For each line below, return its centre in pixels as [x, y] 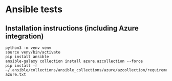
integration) [25, 36]
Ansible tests [34, 9]
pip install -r [21, 66]
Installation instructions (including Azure [72, 28]
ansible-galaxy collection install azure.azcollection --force [74, 61]
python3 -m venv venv [28, 48]
